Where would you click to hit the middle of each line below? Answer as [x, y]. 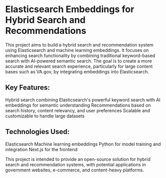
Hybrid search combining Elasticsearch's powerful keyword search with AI [83, 100]
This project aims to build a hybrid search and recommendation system [79, 45]
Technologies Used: [37, 132]
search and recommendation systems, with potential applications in [75, 164]
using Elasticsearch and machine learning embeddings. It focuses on [77, 50]
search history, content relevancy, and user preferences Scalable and [78, 110]
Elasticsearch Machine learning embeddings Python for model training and [83, 144]
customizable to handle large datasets [45, 116]
